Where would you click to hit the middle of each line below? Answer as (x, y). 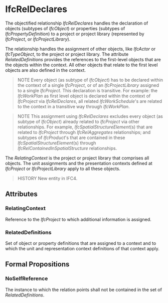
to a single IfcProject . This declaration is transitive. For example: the (88, 90)
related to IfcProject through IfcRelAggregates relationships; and (84, 132)
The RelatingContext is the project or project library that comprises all (77, 158)
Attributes (21, 194)
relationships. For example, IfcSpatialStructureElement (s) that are (85, 127)
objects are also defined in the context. (46, 70)
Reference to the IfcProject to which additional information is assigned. (78, 219)
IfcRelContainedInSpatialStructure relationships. (67, 148)
